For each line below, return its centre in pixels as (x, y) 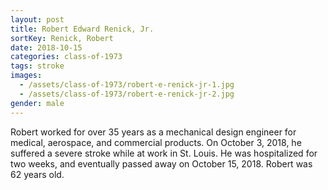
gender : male (37, 103)
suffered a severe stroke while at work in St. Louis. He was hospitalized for (164, 153)
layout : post (37, 19)
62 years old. (37, 174)
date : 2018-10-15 (46, 47)
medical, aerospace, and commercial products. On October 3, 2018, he (156, 142)
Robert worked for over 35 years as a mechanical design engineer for (153, 132)
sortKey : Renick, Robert (62, 38)
